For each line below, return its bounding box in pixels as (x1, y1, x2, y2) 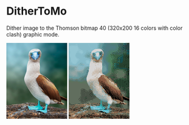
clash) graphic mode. (6, 30, 60, 38)
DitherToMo (6, 4, 67, 18)
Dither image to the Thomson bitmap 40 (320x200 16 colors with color (6, 24, 183, 32)
